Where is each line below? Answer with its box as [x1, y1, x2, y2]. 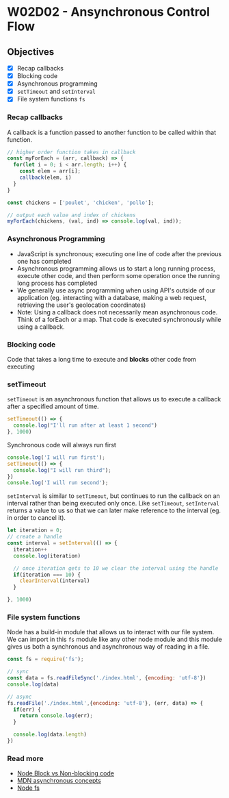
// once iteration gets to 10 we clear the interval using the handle [13, 564, 219, 572]
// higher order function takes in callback [7, 149, 136, 155]
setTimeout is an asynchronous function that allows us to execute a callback [7, 395, 221, 403]
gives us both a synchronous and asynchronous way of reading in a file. [7, 643, 210, 651]
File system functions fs [16, 95, 85, 103]
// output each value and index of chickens [7, 212, 136, 219]
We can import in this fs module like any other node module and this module [7, 635, 222, 644]
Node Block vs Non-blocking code [16, 769, 115, 777]
